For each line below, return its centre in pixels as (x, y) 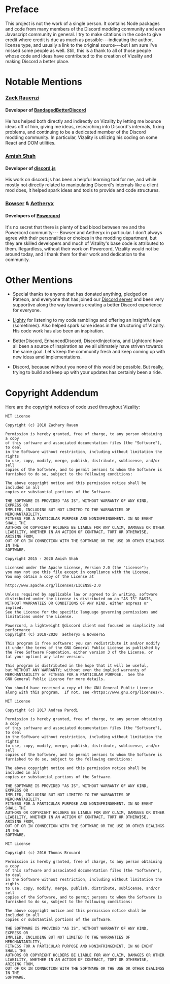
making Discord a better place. (37, 61)
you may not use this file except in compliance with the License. (78, 572)
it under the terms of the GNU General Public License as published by (82, 648)
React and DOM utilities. (30, 143)
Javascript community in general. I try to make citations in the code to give (83, 34)
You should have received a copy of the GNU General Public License (79, 688)
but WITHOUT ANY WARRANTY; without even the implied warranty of (76, 670)
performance (18, 630)
